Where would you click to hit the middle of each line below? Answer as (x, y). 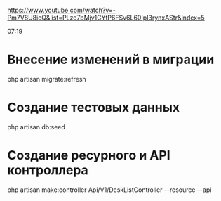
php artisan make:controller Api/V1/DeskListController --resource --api (109, 190)
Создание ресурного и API (89, 156)
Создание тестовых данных (94, 108)
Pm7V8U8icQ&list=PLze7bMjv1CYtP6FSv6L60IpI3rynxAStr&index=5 (106, 18)
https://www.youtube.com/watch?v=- (61, 10)
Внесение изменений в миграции (111, 60)
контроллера (48, 170)
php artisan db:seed (36, 127)
